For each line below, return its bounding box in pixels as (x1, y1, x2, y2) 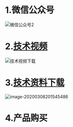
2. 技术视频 (5, 41, 48, 52)
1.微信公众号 (5, 4, 55, 16)
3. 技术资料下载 (5, 77, 65, 89)
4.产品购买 (5, 113, 48, 124)
